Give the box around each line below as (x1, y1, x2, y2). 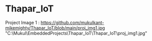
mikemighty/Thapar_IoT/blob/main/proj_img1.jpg (5, 24, 105, 30)
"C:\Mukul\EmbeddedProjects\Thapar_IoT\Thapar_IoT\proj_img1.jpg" (5, 30, 147, 36)
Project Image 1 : (5, 19, 40, 25)
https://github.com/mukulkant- (40, 19, 105, 25)
